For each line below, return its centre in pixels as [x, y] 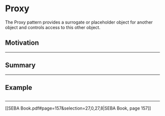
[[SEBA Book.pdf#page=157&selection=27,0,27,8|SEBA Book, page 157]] [78, 108]
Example [19, 87]
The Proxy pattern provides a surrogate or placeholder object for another [79, 22]
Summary [20, 65]
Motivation [22, 43]
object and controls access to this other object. [53, 27]
